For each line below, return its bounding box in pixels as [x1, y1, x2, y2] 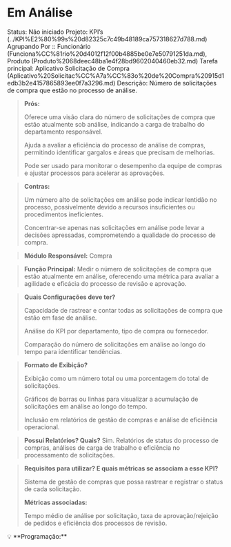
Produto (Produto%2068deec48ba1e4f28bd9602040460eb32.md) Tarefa [7, 56, 219, 65]
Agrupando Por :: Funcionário [7, 42, 91, 50]
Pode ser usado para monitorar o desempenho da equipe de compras [23, 161, 223, 169]
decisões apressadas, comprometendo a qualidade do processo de [23, 231, 216, 239]
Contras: [23, 182, 50, 190]
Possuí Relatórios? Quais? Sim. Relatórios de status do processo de [23, 436, 219, 444]
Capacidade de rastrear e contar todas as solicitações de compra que [23, 306, 223, 314]
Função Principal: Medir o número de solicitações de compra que [23, 265, 212, 273]
